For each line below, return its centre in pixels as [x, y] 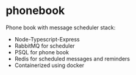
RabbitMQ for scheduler [45, 46]
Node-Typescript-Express [47, 39]
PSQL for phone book [42, 52]
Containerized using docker [49, 65]
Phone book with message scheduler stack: [61, 27]
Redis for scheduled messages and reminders [72, 59]
